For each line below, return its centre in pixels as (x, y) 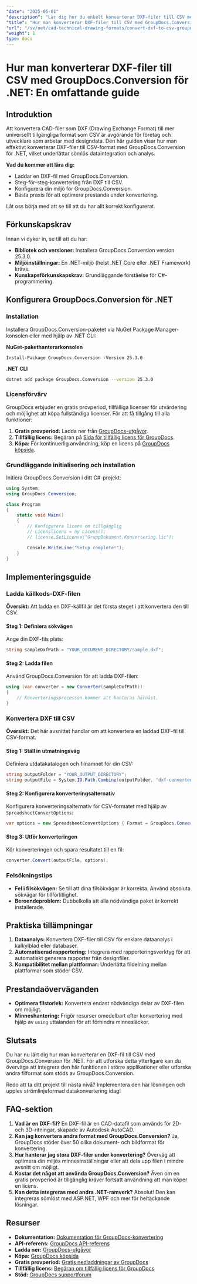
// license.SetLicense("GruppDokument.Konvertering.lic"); (101, 537)
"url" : (14, 28)
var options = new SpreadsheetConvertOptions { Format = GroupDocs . (91, 823)
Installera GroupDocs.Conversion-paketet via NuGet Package (80, 329)
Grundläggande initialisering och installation (71, 465)
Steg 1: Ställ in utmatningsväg (43, 751)
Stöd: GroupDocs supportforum (53, 1275)
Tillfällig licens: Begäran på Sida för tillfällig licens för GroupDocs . (94, 437)
